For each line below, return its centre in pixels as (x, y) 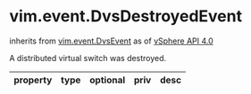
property (33, 80)
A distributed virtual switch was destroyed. (88, 58)
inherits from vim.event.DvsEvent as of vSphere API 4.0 (112, 41)
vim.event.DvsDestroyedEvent (126, 16)
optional (107, 80)
